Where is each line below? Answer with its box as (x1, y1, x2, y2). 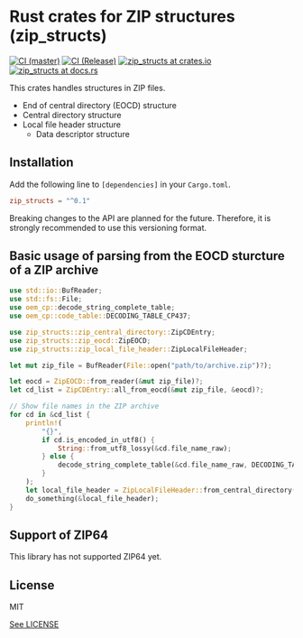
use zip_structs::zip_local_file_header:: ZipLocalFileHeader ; (9, 345, 248, 354)
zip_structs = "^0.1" (9, 196, 91, 205)
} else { (41, 452, 75, 461)
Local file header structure (22, 119, 122, 130)
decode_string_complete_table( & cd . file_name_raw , (57, 460, 248, 470)
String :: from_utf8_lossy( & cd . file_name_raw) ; (57, 444, 232, 453)
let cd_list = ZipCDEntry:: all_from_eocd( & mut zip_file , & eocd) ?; (9, 385, 264, 394)
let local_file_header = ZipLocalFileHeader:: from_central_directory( (25, 485, 297, 495)
